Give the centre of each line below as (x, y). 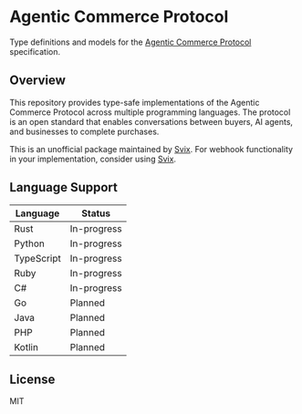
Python (30, 243)
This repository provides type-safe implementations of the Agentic (135, 102)
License (32, 379)
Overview (38, 81)
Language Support (64, 187)
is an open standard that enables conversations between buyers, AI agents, (151, 121)
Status (96, 213)
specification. (35, 51)
